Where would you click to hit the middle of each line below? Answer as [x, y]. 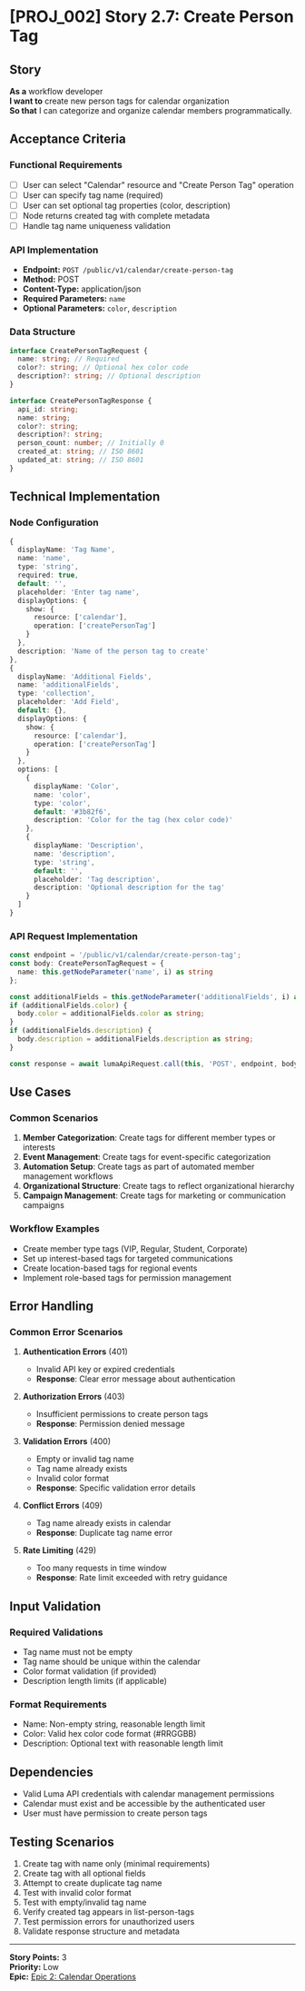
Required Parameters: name [74, 299]
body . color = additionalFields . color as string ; [111, 1014]
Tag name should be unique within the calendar [112, 1662]
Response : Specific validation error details [116, 1488]
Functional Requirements [66, 165]
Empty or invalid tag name [85, 1459]
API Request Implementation [74, 936]
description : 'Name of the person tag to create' [113, 651]
